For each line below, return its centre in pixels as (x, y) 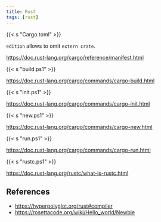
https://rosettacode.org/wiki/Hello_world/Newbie (75, 212)
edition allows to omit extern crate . (51, 46)
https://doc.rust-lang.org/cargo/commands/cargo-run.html (78, 150)
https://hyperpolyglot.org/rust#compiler (64, 206)
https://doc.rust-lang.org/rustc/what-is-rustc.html (67, 173)
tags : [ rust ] (22, 17)
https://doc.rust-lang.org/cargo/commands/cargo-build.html (80, 81)
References (28, 192)
